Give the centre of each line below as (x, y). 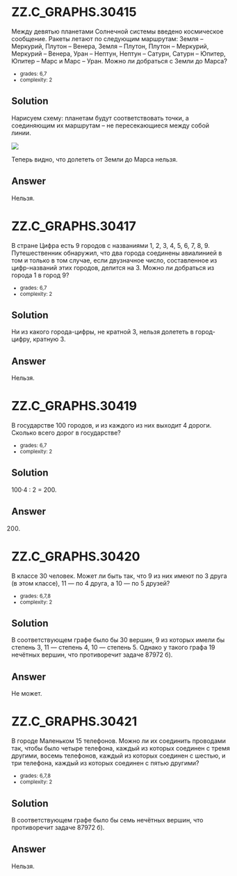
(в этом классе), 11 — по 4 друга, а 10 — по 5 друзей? (91, 583)
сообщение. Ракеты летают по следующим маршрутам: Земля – (107, 38)
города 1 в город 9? (40, 275)
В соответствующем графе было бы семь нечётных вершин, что (107, 820)
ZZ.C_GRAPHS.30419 (74, 406)
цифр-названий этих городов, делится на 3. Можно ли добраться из (113, 267)
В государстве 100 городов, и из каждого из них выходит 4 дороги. (112, 425)
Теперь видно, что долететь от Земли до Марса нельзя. (95, 159)
